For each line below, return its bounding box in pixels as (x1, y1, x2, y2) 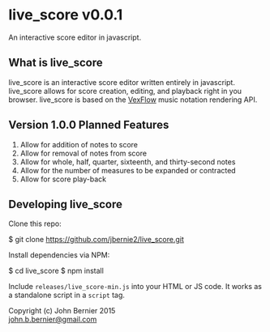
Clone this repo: (8, 219, 62, 228)
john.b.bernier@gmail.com (8, 314, 97, 325)
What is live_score (8, 56, 103, 70)
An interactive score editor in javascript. (8, 32, 142, 42)
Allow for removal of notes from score (19, 148, 148, 158)
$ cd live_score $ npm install (8, 266, 104, 276)
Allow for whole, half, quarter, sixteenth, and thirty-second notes (19, 156, 236, 167)
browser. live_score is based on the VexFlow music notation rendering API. (8, 95, 258, 104)
